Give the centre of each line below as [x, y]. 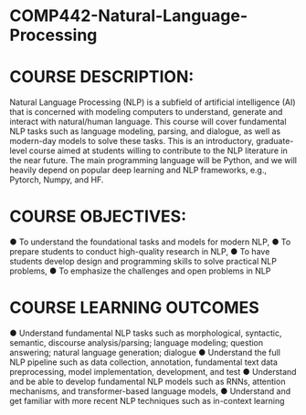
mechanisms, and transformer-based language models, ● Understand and [150, 391]
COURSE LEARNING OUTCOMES [135, 308]
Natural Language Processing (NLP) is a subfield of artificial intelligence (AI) [153, 102]
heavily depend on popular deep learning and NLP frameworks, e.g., [138, 171]
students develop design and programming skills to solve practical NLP [143, 262]
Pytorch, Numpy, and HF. [57, 180]
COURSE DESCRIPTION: [102, 77]
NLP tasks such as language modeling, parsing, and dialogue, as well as [145, 131]
